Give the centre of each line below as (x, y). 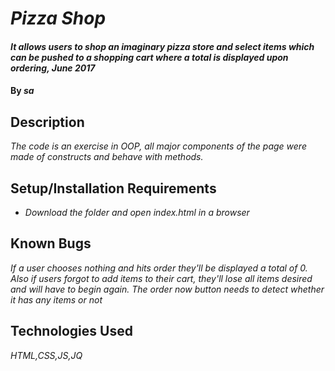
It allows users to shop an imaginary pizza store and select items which (162, 46)
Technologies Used (71, 331)
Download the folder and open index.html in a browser (137, 212)
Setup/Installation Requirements (113, 188)
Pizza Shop (58, 18)
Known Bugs (51, 243)
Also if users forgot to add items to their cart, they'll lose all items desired (161, 278)
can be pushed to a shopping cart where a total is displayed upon (149, 57)
